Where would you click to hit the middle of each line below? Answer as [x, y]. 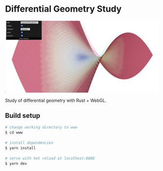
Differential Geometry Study [63, 9]
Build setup [23, 116]
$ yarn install [20, 148]
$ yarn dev [16, 163]
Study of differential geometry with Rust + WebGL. [56, 100]
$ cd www [14, 133]
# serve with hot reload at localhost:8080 [50, 158]
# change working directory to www [41, 128]
